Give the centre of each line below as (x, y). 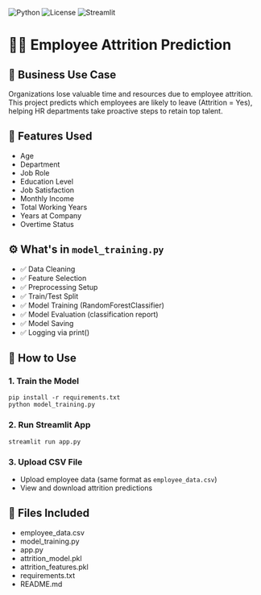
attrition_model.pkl (51, 558)
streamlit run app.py (45, 442)
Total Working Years (54, 207)
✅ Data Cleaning (48, 269)
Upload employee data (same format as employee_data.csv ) (118, 479)
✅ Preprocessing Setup (59, 287)
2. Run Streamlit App (50, 425)
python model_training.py (52, 405)
